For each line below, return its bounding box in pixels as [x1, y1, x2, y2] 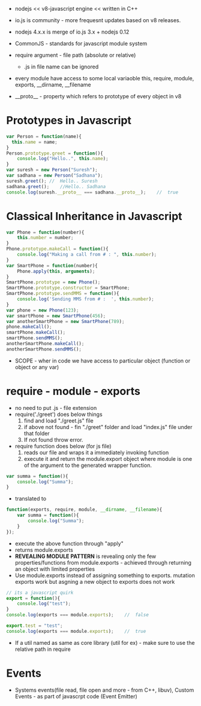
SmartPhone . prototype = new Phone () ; [6, 279, 101, 285]
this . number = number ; [17, 235, 74, 241]
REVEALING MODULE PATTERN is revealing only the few [14, 553, 157, 560]
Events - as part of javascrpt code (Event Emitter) [14, 692, 138, 700]
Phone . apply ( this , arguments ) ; [17, 268, 95, 274]
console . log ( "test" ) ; [17, 601, 71, 607]
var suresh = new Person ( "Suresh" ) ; [6, 167, 98, 173]
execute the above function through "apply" [14, 539, 124, 547]
